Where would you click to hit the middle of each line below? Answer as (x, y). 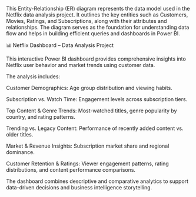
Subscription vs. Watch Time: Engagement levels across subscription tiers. (97, 99)
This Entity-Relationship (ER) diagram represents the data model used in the (98, 9)
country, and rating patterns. (41, 117)
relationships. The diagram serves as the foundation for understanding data (98, 27)
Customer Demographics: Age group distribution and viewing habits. (89, 88)
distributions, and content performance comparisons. (71, 170)
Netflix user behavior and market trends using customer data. (81, 65)
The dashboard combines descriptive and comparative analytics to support (97, 181)
